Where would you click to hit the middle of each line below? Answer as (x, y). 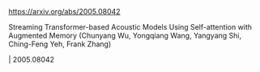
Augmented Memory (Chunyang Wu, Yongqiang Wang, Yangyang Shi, (125, 36)
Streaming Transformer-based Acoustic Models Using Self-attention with (130, 27)
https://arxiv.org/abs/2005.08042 (64, 12)
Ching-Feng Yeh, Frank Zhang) (60, 44)
